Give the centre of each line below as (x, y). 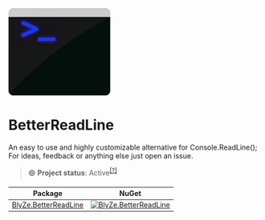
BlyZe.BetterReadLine (48, 205)
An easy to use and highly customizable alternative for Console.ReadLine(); (133, 147)
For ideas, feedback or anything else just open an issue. (101, 155)
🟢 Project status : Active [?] (73, 172)
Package (47, 194)
